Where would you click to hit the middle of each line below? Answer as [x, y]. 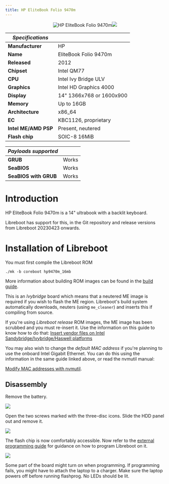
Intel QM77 [71, 70]
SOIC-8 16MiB [76, 136]
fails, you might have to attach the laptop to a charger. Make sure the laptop [84, 471]
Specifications [30, 37]
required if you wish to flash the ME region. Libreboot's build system [76, 301]
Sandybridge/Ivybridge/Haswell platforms [49, 338]
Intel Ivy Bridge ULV [81, 79]
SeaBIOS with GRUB [32, 176]
